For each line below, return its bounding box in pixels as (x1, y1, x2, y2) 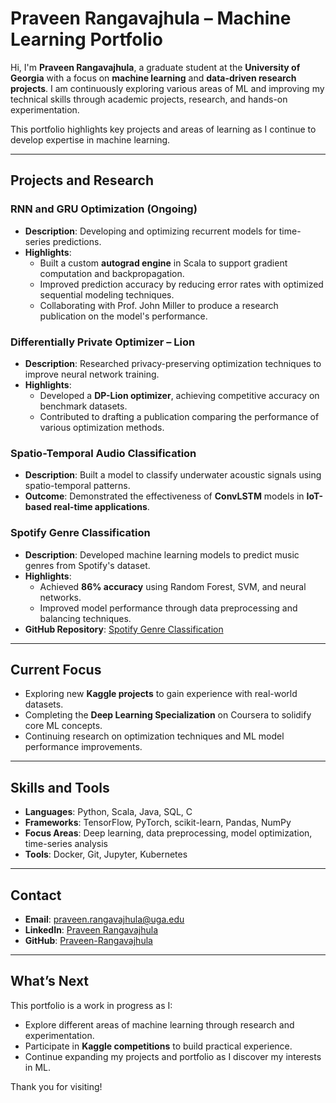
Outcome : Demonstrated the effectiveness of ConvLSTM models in (24, 490, 305, 502)
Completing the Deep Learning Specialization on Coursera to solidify (24, 709, 312, 721)
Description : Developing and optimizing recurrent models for (24, 225, 277, 237)
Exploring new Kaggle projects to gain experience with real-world (24, 688, 298, 700)
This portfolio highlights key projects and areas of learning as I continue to (10, 123, 317, 135)
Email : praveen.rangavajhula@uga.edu (24, 913, 185, 925)
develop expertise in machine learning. (10, 133, 171, 146)
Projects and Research (10, 172, 155, 189)
